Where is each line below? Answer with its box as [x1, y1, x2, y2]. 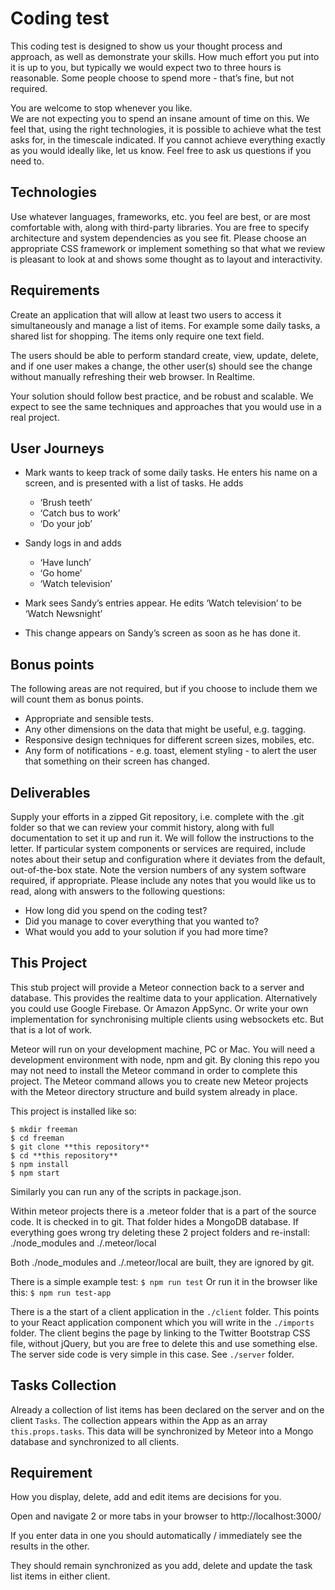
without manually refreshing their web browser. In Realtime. [10, 370, 256, 382]
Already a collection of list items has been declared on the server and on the [10, 1403, 325, 1416]
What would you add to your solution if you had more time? [24, 926, 269, 937]
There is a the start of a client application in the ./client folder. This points [10, 1305, 320, 1317]
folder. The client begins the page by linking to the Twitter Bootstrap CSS [10, 1327, 311, 1339]
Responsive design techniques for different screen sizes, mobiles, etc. [24, 734, 315, 746]
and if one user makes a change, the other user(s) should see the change [10, 360, 313, 372]
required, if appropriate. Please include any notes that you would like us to [10, 875, 317, 886]
